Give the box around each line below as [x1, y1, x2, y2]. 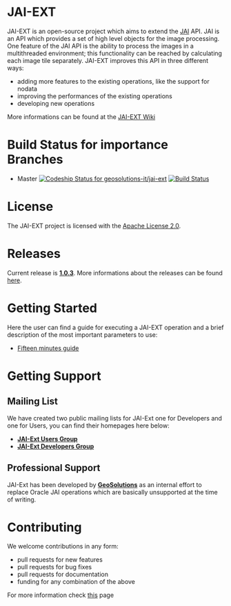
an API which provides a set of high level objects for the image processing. [7, 34, 220, 42]
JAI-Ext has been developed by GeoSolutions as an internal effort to [7, 480, 202, 488]
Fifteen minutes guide [17, 344, 79, 352]
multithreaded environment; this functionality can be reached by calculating [7, 49, 223, 57]
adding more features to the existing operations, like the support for [17, 77, 210, 85]
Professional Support [7, 462, 101, 474]
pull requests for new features [17, 555, 103, 564]
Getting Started [7, 300, 98, 315]
